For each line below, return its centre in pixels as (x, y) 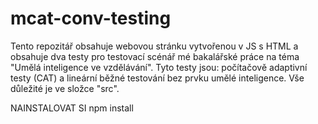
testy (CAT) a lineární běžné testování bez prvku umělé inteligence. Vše (157, 78)
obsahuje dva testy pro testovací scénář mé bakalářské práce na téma (155, 56)
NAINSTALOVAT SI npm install (72, 108)
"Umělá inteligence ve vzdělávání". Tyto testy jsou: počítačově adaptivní (159, 67)
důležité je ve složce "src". (65, 88)
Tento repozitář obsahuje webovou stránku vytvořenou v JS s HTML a (154, 46)
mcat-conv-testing (91, 18)
